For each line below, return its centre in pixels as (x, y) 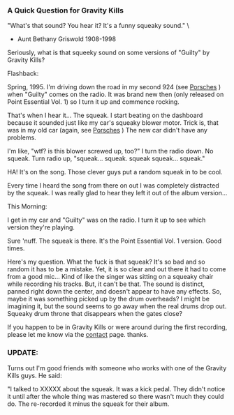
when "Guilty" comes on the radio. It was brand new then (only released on (116, 95)
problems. (22, 137)
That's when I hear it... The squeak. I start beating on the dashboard (105, 115)
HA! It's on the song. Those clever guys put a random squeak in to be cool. (115, 172)
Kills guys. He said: (35, 375)
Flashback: (23, 74)
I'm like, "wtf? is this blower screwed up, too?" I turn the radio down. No (110, 151)
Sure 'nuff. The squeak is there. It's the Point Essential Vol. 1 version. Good (115, 241)
